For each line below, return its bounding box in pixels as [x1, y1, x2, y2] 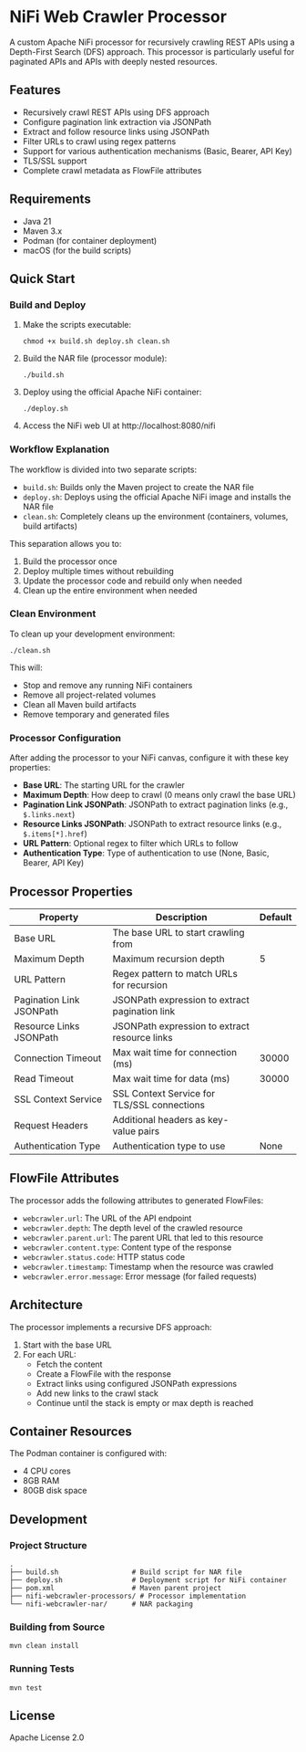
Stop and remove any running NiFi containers [22, 679, 193, 690]
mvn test [9, 1683, 43, 1693]
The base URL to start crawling [112, 926, 245, 939]
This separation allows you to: [9, 538, 122, 549]
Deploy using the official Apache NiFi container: [22, 386, 202, 398]
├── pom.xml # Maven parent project [9, 1584, 222, 1593]
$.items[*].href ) [22, 828, 88, 839]
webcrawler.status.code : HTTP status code [22, 1251, 185, 1262]
